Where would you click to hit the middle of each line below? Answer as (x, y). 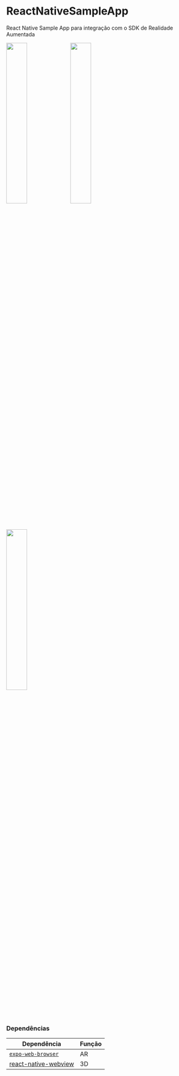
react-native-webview (42, 1064)
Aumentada (20, 34)
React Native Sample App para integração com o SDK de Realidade (90, 28)
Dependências (28, 1028)
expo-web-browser (34, 1054)
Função (91, 1044)
